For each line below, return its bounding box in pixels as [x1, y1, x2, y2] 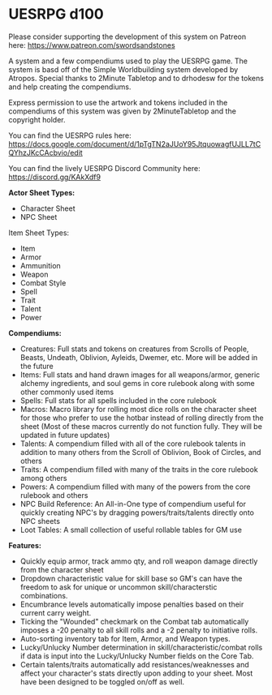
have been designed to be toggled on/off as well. [19, 676, 185, 686]
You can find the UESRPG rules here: [8, 131, 132, 140]
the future [19, 361, 54, 371]
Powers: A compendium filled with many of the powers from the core [19, 482, 251, 491]
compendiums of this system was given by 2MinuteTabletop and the [8, 106, 237, 116]
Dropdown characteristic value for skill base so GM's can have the [19, 573, 243, 583]
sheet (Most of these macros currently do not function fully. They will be [19, 421, 262, 431]
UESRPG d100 [8, 5, 104, 24]
